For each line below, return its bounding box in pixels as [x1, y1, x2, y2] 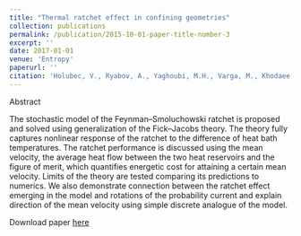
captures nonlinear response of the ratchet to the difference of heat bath [9, 132, 278, 144]
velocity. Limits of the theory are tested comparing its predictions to [9, 170, 260, 181]
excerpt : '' [9, 38, 54, 48]
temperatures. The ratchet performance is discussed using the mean [9, 142, 263, 153]
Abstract [9, 96, 41, 107]
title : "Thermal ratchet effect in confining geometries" [9, 13, 230, 22]
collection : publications [9, 22, 106, 31]
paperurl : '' [9, 64, 58, 73]
